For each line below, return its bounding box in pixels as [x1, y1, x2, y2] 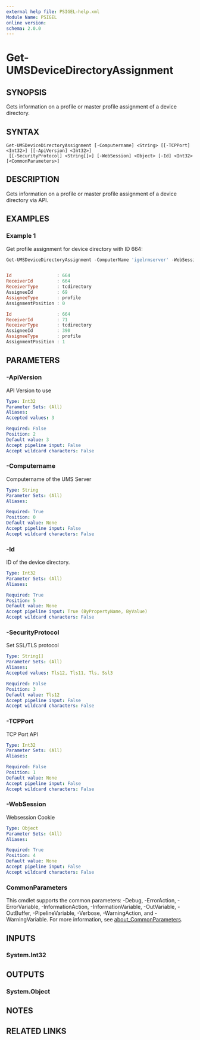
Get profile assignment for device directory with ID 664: [6, 245, 143, 252]
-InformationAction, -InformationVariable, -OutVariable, [41, 904, 177, 911]
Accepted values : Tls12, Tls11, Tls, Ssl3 [6, 670, 113, 676]
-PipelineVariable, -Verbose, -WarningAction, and [32, 909, 154, 917]
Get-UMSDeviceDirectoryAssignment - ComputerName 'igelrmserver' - [6, 257, 174, 263]
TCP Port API [6, 731, 39, 738]
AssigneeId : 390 [6, 328, 70, 334]
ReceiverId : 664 [6, 278, 70, 284]
